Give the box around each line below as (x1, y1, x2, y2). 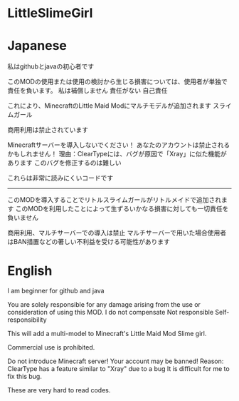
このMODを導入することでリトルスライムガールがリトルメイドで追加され (7, 196, 222, 204)
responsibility (7, 315, 48, 324)
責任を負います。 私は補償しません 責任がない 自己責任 (7, 86, 168, 95)
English (7, 263, 53, 279)
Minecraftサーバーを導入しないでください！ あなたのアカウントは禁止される (7, 141, 230, 149)
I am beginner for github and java (7, 287, 105, 295)
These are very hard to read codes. (7, 386, 111, 395)
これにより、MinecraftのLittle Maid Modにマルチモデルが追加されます (7, 101, 212, 110)
